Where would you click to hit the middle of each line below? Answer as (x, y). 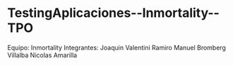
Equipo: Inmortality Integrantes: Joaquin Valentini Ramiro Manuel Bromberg (116, 47)
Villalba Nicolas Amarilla (42, 55)
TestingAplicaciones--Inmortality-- (114, 13)
